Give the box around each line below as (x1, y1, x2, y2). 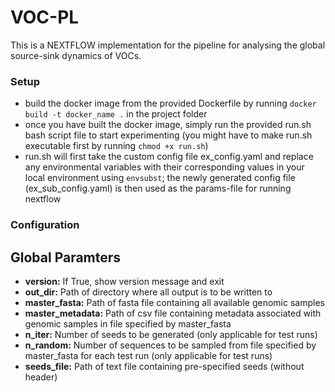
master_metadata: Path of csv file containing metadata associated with (24, 307, 322, 319)
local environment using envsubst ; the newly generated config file (24, 172, 296, 184)
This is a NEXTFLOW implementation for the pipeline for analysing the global (10, 39, 326, 51)
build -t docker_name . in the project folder (24, 108, 208, 120)
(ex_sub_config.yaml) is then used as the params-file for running (24, 182, 292, 195)
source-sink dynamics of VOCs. (10, 49, 142, 61)
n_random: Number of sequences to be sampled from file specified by (24, 339, 317, 351)
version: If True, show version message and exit (24, 275, 225, 287)
